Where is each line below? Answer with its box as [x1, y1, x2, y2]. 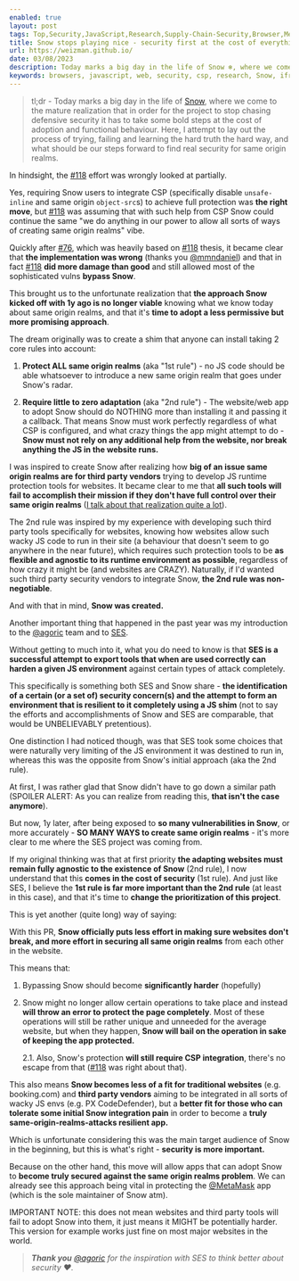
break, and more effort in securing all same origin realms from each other [9, 936, 285, 946]
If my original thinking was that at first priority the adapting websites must [9, 854, 283, 864]
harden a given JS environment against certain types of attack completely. [9, 663, 286, 674]
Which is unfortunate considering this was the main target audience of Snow [9, 1134, 290, 1145]
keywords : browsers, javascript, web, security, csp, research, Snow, [9, 71, 277, 80]
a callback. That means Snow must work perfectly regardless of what [21, 416, 278, 426]
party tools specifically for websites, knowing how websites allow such [9, 525, 270, 536]
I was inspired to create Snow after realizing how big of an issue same [9, 461, 268, 472]
